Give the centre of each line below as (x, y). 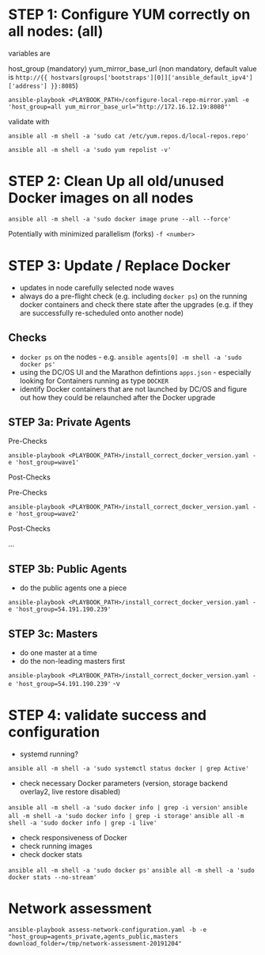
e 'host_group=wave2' (44, 514)
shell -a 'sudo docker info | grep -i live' (83, 823)
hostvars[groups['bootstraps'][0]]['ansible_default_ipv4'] (152, 78)
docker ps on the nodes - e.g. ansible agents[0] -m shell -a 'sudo (131, 357)
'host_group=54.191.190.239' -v (68, 684)
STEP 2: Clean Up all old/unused (116, 182)
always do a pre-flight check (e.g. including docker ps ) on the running (133, 296)
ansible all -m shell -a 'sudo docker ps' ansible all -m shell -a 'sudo (131, 870)
